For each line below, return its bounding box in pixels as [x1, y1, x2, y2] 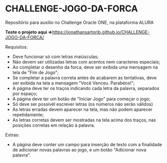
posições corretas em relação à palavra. [12, 122, 95, 128]
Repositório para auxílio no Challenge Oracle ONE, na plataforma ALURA [5, 19, 154, 25]
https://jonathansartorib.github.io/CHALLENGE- [52, 29, 150, 35]
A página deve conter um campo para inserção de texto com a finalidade [12, 141, 163, 147]
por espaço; [12, 90, 37, 96]
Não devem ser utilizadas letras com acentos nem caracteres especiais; [12, 59, 161, 65]
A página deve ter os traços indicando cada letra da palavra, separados [12, 85, 160, 91]
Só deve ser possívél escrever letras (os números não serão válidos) [12, 101, 154, 107]
